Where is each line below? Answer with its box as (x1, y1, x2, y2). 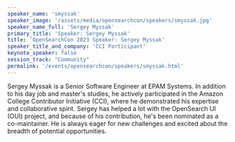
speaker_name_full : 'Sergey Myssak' (7, 23, 115, 30)
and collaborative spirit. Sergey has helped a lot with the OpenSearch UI (7, 104, 217, 112)
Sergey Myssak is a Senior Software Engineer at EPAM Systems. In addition (7, 82, 227, 90)
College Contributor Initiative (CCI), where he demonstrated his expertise (7, 96, 220, 105)
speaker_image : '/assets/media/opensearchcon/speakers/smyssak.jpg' (7, 17, 212, 24)
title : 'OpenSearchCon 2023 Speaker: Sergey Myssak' (7, 37, 165, 44)
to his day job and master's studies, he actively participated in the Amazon (7, 89, 224, 98)
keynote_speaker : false (7, 50, 77, 57)
